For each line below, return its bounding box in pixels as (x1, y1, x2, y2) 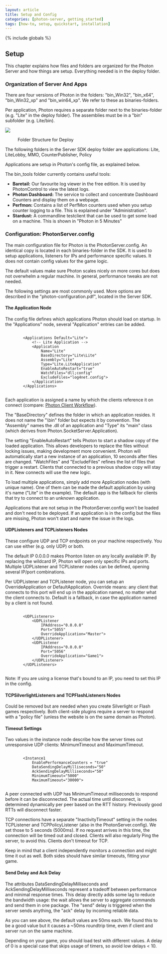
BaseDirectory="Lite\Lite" (40, 353, 97, 358)
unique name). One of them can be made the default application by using (5, 484, 156, 490)
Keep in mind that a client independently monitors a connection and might (5, 847, 157, 854)
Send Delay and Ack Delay (5, 870, 61, 876)
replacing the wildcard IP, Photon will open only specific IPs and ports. (5, 558, 150, 564)
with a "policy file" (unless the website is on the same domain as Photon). (5, 714, 156, 720)
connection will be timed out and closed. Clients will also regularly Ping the (5, 832, 159, 839)
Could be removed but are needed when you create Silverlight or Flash (5, 703, 151, 709)
